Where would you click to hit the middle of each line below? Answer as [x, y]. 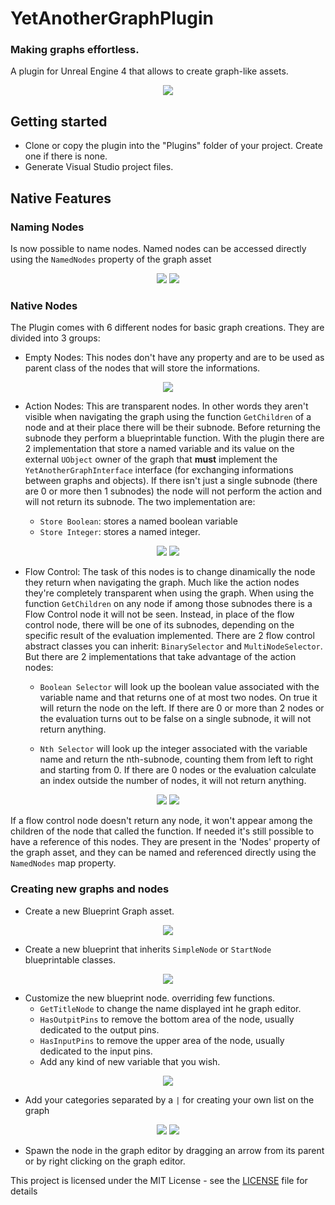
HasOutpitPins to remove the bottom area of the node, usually [167, 1019]
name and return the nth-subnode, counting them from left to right [176, 759]
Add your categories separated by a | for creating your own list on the [169, 1099]
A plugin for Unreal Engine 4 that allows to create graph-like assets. [149, 71]
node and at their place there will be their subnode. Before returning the [172, 428]
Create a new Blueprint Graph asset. [99, 911]
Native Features [61, 198]
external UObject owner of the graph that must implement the [151, 459]
